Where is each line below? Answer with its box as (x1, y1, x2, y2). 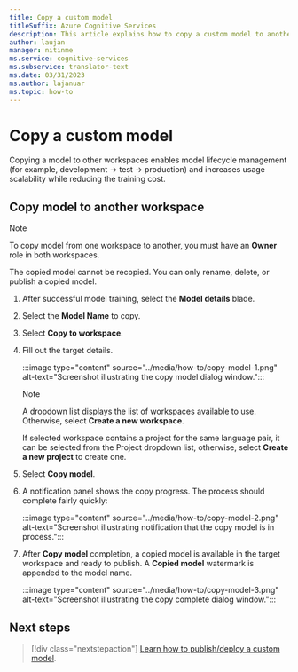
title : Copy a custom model (9, 12, 114, 22)
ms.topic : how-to (9, 87, 74, 96)
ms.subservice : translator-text (9, 63, 129, 72)
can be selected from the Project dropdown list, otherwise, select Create (21, 442, 289, 453)
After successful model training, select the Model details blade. (21, 294, 255, 304)
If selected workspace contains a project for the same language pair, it (21, 432, 280, 444)
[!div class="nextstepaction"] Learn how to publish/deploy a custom (30, 644, 281, 654)
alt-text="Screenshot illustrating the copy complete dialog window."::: (21, 594, 277, 605)
